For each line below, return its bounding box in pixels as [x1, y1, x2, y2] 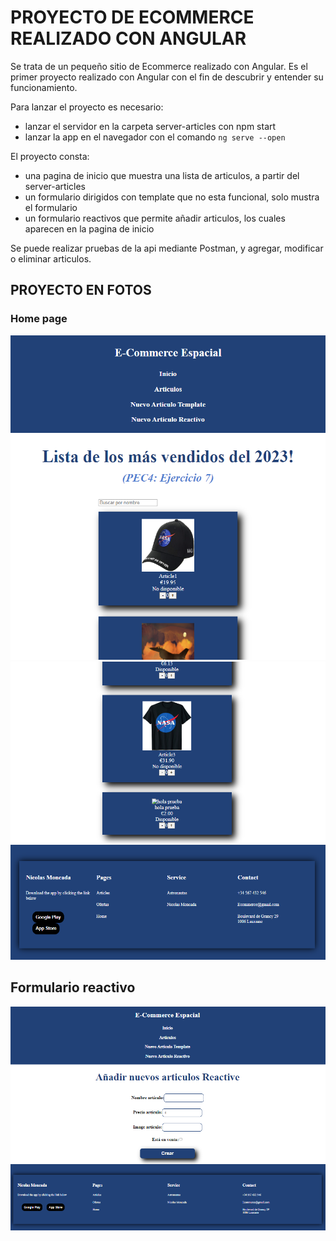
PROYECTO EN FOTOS [10, 282, 152, 299]
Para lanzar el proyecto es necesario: [10, 101, 164, 113]
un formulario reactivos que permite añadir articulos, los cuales [24, 212, 286, 224]
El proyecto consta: [10, 150, 90, 162]
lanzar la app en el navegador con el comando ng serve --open [24, 131, 286, 143]
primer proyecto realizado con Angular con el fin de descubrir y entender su [10, 71, 324, 83]
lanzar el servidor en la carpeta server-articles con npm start [24, 120, 277, 132]
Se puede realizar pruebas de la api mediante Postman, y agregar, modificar [10, 242, 324, 254]
